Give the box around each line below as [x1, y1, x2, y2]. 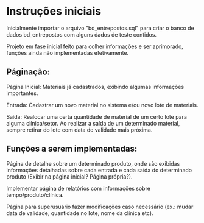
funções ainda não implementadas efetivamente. [6, 49, 129, 56]
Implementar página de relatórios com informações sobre [6, 185, 151, 192]
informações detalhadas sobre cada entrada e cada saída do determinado [6, 166, 192, 174]
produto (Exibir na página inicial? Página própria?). [6, 172, 133, 180]
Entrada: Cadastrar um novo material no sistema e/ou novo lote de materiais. [6, 101, 199, 108]
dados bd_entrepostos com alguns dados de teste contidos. [6, 30, 157, 38]
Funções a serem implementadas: [6, 144, 138, 154]
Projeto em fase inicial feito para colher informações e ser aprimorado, [6, 43, 184, 50]
